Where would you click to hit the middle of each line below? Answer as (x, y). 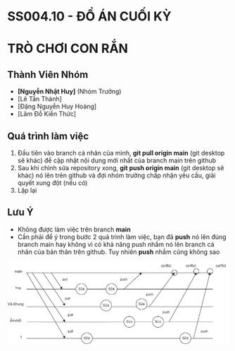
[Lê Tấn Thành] (39, 99)
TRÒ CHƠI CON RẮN (68, 49)
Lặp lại (27, 190)
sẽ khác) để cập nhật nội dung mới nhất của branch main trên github (117, 160)
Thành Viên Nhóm (48, 74)
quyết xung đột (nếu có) (52, 183)
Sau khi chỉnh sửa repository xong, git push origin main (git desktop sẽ (121, 168)
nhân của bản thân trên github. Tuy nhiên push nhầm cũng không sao (119, 252)
